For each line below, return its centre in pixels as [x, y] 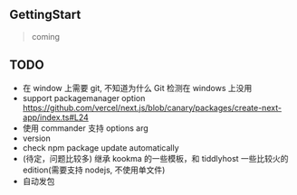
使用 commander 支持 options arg [86, 128]
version [37, 138]
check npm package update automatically [101, 147]
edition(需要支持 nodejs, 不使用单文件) [94, 170]
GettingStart [45, 15]
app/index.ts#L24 [55, 117]
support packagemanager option [84, 97]
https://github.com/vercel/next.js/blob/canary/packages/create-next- [152, 107]
